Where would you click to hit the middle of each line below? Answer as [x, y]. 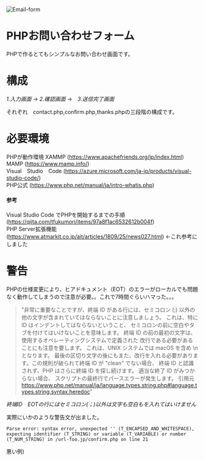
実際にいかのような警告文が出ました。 [54, 417]
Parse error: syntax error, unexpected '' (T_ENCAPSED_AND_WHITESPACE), [100, 429]
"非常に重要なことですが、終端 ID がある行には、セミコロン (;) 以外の [108, 309]
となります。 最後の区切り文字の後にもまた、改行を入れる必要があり [107, 355]
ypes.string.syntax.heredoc [55, 391]
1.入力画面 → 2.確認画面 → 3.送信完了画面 [60, 99]
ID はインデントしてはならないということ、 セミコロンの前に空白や [105, 325]
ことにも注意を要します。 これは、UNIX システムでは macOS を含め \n [110, 348]
